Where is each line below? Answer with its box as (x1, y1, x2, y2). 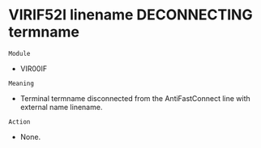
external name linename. (19, 102, 103, 112)
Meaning (8, 79, 35, 87)
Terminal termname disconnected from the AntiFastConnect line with (19, 93, 251, 103)
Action (8, 117, 31, 126)
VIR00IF (19, 63, 47, 74)
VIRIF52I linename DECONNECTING (8, 6, 253, 24)
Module (8, 49, 31, 57)
